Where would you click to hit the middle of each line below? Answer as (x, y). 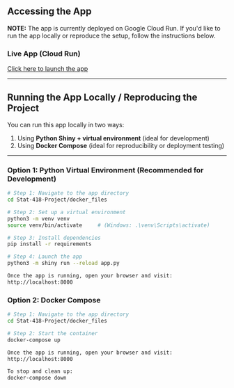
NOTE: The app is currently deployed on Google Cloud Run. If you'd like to (114, 28)
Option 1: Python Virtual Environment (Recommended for (106, 170)
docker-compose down (37, 378)
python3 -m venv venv (39, 218)
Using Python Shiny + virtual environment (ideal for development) (114, 138)
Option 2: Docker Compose (54, 300)
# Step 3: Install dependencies (54, 238)
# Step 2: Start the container (53, 333)
